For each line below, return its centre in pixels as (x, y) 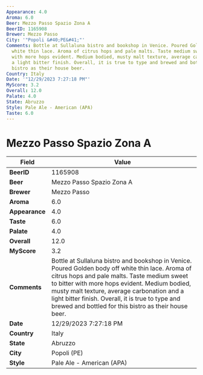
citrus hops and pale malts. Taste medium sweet (120, 276)
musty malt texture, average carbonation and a (118, 291)
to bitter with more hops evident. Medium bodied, (121, 284)
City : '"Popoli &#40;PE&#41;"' (46, 40)
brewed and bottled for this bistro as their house (120, 306)
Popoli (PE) (67, 353)
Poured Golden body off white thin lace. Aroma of (121, 269)
